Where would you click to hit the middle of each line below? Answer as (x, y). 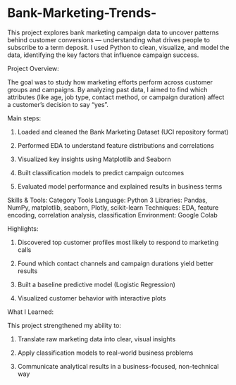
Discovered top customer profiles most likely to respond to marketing (118, 242)
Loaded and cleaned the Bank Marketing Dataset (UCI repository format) (123, 132)
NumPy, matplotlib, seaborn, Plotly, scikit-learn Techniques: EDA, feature (113, 207)
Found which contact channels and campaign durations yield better (115, 263)
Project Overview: (33, 68)
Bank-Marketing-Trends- (82, 13)
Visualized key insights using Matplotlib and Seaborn (94, 159)
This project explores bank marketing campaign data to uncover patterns (113, 32)
